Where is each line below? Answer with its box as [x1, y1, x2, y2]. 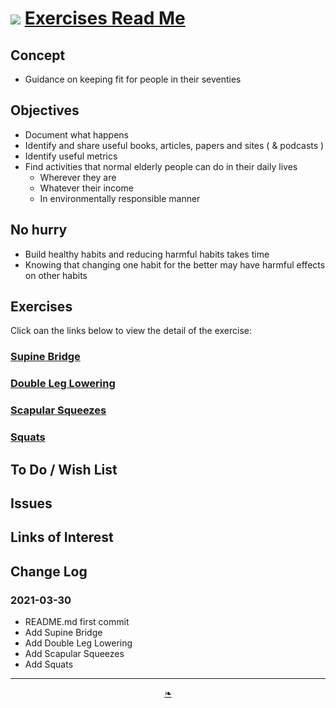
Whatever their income [39, 182, 134, 194]
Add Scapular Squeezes [24, 647, 125, 659]
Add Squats [24, 658, 74, 670]
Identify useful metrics [24, 150, 118, 162]
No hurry [10, 222, 68, 239]
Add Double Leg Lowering [24, 637, 133, 649]
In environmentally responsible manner [39, 192, 201, 204]
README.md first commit [24, 615, 130, 627]
